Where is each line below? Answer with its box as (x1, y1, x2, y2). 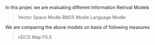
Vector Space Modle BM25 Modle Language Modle (17, 14, 126, 20)
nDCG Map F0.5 (17, 34, 52, 40)
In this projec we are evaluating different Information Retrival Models (5, 5, 149, 10)
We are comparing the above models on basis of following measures (5, 24, 150, 30)
